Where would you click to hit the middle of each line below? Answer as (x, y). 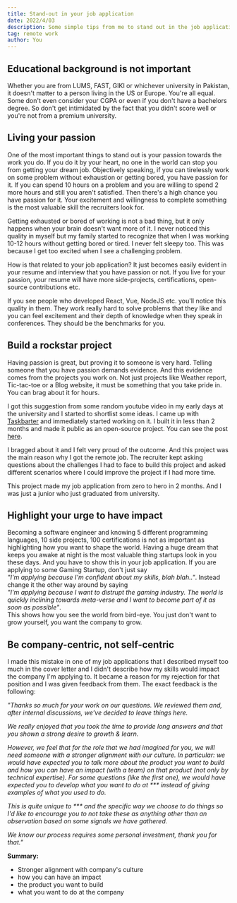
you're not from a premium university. (62, 115)
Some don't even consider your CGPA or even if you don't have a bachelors (117, 100)
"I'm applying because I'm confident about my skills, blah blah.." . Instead (114, 577)
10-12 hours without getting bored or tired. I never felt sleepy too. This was (116, 243)
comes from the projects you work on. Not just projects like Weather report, (117, 377)
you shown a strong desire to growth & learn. (73, 734)
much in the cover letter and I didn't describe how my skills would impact (114, 669)
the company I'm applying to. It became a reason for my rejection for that (114, 677)
